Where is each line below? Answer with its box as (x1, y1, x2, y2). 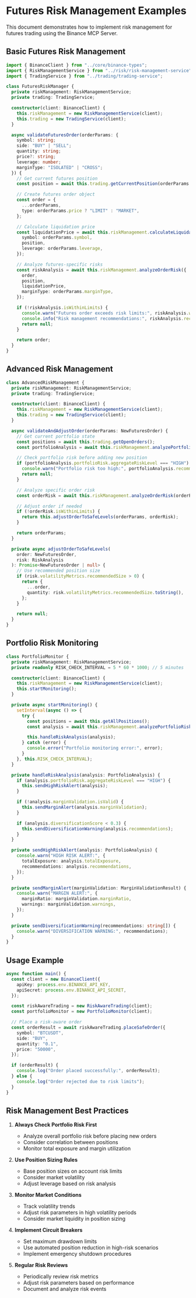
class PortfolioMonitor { (6, 654, 69, 660)
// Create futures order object (16, 191, 95, 197)
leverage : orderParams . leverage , (21, 246, 103, 252)
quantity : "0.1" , (16, 1041, 59, 1047)
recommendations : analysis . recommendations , (21, 863, 132, 870)
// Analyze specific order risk (16, 487, 95, 493)
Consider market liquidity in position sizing (23, 1215, 126, 1223)
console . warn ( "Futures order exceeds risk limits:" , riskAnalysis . (21, 310, 190, 316)
